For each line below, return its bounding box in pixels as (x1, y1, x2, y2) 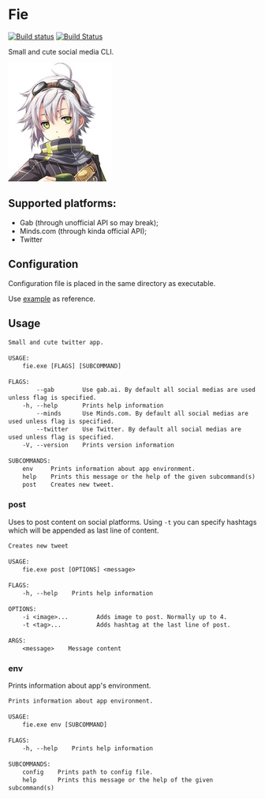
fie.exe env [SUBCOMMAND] (22, 721, 108, 729)
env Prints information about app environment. (22, 465, 196, 473)
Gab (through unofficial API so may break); (19, 217, 159, 227)
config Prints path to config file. (22, 768, 154, 776)
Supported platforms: (8, 197, 117, 210)
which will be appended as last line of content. (8, 526, 159, 535)
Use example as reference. (8, 294, 96, 303)
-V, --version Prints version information (22, 441, 175, 450)
